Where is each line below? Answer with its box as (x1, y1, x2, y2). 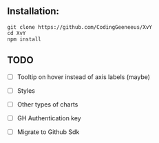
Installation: (7, 5, 60, 17)
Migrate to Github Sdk (17, 127, 80, 136)
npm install (7, 36, 41, 43)
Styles (17, 86, 36, 95)
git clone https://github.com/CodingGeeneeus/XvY (7, 23, 153, 30)
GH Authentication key (17, 113, 81, 122)
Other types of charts (17, 100, 78, 109)
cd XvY (7, 30, 26, 36)
